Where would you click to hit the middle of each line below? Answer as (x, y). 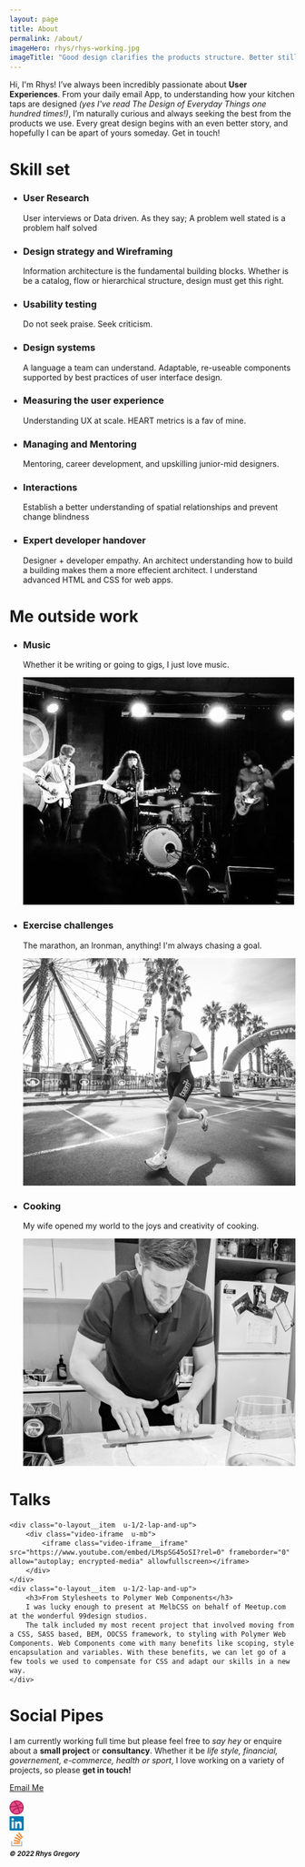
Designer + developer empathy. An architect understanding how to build (157, 560)
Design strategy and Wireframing (98, 251)
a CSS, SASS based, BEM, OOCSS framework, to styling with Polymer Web (148, 1635)
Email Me (27, 1788)
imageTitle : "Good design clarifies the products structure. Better (142, 58)
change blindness (56, 517)
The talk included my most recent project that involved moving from (160, 1625)
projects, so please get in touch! (70, 1771)
